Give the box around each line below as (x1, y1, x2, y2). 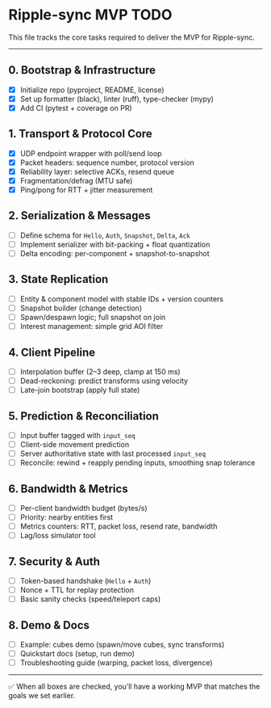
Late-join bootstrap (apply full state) (19, 386, 140, 395)
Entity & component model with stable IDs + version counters (19, 293, 224, 304)
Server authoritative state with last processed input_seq (19, 449, 206, 458)
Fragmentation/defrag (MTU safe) (19, 175, 133, 185)
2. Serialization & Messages (8, 209, 151, 223)
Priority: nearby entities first (19, 512, 114, 522)
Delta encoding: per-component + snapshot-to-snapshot (19, 249, 210, 258)
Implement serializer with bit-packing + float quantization (19, 239, 211, 249)
